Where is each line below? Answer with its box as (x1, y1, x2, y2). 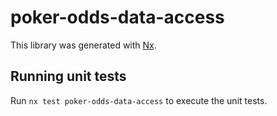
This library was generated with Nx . (10, 39, 157, 51)
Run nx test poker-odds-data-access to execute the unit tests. (10, 94, 268, 106)
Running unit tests (10, 68, 127, 85)
